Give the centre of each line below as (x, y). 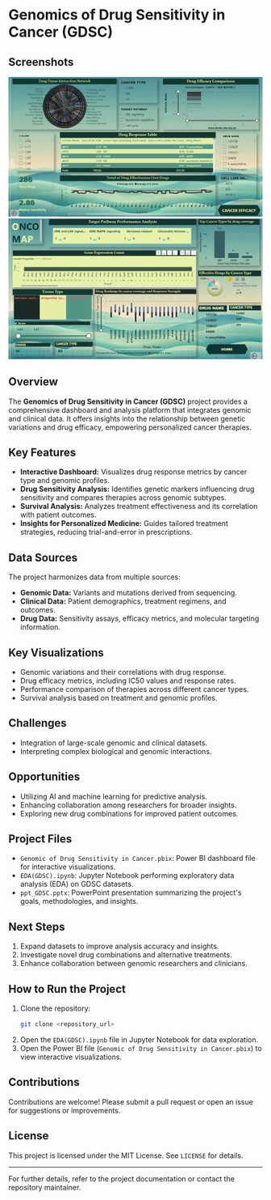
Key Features (42, 452)
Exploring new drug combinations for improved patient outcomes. (129, 813)
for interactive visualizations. (68, 867)
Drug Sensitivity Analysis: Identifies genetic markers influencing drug (137, 489)
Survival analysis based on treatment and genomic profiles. (119, 698)
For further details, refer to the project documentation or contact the (122, 1178)
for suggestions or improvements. (65, 1110)
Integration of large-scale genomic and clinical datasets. (114, 743)
